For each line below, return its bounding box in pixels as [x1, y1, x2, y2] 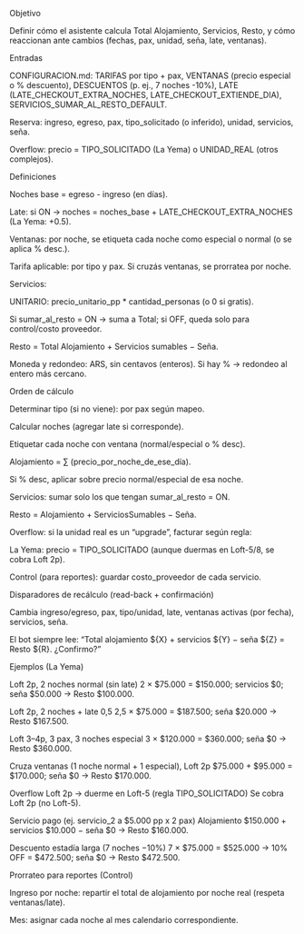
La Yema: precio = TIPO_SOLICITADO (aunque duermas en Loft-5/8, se [9, 544, 275, 555]
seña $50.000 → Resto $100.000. [9, 689, 134, 699]
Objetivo [9, 8, 41, 18]
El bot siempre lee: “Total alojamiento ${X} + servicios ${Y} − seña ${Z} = [9, 634, 286, 644]
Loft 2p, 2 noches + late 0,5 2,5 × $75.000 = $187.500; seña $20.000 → [9, 706, 278, 717]
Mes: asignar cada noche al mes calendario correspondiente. [9, 915, 239, 925]
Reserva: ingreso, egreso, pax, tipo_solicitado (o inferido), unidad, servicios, [9, 117, 294, 127]
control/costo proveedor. [9, 323, 103, 334]
